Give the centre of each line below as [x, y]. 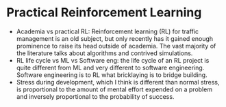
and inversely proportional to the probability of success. [95, 96]
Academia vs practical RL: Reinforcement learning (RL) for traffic [108, 31]
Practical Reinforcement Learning [104, 13]
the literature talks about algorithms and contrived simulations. [104, 53]
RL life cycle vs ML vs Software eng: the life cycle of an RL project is [113, 60]
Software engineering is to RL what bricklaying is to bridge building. [112, 75]
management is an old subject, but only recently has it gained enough [115, 38]
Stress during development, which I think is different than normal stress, [118, 82]
